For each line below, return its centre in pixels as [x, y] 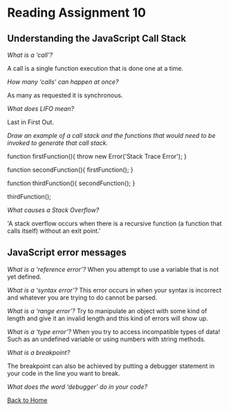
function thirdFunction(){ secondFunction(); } [71, 183]
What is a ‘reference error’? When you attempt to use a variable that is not [113, 269]
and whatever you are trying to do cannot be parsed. [82, 297]
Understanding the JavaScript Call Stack [97, 38]
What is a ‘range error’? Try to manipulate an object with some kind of [107, 311]
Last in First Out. [30, 122]
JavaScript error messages [67, 253]
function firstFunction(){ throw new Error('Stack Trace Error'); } [97, 156]
